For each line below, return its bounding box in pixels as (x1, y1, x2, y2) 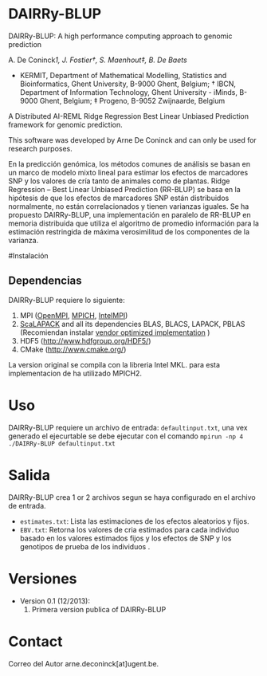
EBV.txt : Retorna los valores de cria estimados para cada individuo (19, 525, 240, 534)
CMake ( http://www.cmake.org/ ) (19, 344, 127, 354)
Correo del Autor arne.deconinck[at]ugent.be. (8, 658, 159, 668)
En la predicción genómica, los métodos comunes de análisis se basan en (8, 159, 251, 168)
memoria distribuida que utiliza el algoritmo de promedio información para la (8, 218, 259, 228)
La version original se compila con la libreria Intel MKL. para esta (8, 360, 221, 369)
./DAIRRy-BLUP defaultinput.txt (8, 439, 116, 447)
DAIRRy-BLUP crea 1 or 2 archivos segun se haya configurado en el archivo (8, 492, 257, 502)
